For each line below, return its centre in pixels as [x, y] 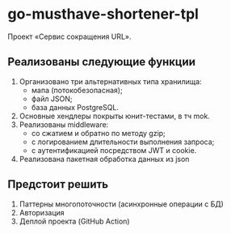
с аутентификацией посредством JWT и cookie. [114, 150]
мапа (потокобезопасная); [77, 90]
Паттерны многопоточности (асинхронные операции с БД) [121, 204]
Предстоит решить [58, 184]
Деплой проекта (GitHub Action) [74, 221]
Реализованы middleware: [64, 124]
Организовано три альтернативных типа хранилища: [111, 81]
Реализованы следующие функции [101, 62]
